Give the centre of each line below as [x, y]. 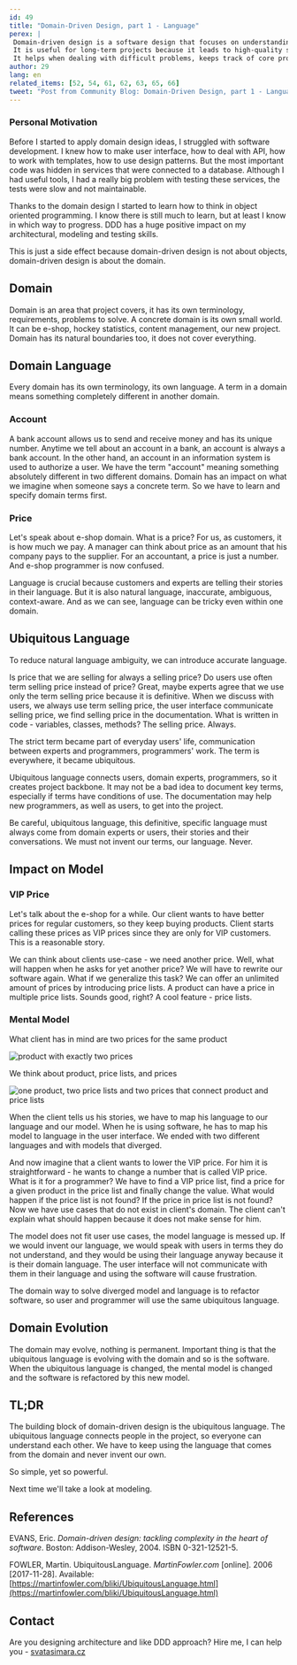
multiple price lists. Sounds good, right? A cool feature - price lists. [131, 997]
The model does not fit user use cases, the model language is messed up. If [147, 1236]
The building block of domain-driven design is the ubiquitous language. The [147, 1427]
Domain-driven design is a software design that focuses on [126, 42]
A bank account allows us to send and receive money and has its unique [141, 438]
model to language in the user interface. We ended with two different [135, 1136]
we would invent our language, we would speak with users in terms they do [146, 1245]
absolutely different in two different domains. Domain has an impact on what [148, 476]
